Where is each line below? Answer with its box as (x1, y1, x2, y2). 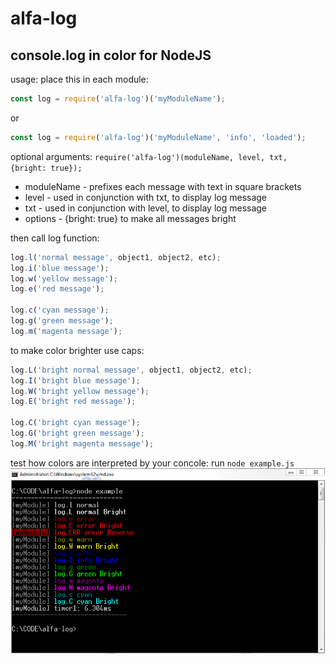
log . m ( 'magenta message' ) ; (10, 326, 123, 336)
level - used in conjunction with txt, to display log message (24, 191, 268, 203)
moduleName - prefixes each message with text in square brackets (24, 180, 302, 192)
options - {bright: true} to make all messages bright (24, 212, 237, 224)
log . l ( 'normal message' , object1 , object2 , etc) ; (10, 252, 222, 262)
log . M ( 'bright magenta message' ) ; (10, 438, 155, 449)
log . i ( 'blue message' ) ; (10, 263, 110, 273)
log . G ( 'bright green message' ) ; (10, 428, 145, 438)
